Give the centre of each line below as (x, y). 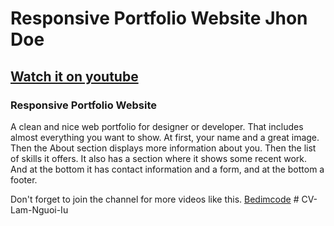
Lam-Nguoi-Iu (39, 209)
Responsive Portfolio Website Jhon (159, 18)
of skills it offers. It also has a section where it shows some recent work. (159, 158)
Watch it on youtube (74, 76)
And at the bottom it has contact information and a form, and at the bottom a (167, 169)
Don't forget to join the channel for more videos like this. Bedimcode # (155, 199)
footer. (24, 179)
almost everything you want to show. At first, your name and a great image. (165, 137)
